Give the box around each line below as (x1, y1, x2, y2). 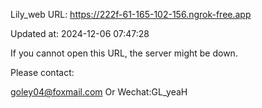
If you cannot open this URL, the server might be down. (10, 47, 238, 59)
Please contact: (10, 67, 75, 78)
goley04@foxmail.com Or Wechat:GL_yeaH (10, 86, 188, 98)
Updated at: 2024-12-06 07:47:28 (10, 28, 150, 39)
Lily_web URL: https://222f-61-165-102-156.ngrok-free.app (10, 9, 252, 20)
